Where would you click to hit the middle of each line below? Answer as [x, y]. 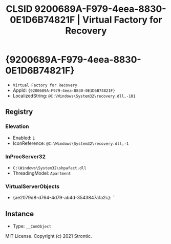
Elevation [17, 126]
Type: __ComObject [32, 226]
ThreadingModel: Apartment [42, 173]
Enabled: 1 [24, 138]
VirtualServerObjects [33, 186]
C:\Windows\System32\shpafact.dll [49, 168]
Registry [19, 112]
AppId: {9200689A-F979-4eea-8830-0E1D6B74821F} [64, 90]
